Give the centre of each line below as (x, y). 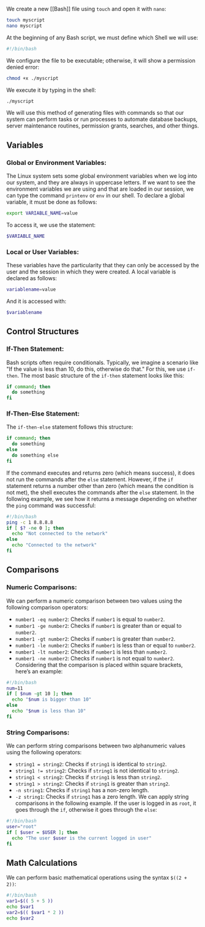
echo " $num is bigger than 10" (52, 700)
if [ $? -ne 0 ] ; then (35, 528)
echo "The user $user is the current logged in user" (82, 838)
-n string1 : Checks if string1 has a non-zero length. (82, 790)
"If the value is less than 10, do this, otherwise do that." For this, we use (96, 369)
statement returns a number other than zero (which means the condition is (100, 486)
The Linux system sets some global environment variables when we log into (102, 176)
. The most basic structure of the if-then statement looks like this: (101, 375)
